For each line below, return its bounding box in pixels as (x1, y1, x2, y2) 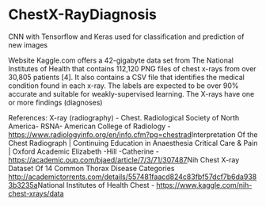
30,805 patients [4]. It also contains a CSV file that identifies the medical (8, 72, 245, 82)
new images (8, 40, 48, 49)
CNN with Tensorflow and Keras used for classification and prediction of (8, 32, 245, 41)
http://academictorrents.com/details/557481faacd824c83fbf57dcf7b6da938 (8, 172, 257, 181)
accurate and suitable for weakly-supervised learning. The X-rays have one (8, 89, 255, 98)
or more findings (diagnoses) (8, 97, 103, 107)
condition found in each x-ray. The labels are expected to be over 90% (8, 81, 239, 90)
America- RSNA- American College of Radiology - (8, 121, 171, 131)
